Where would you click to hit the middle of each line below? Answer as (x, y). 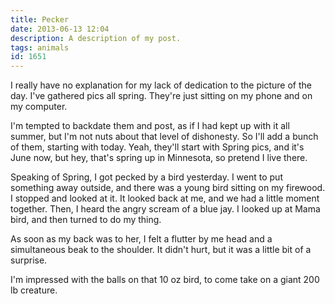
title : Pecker (40, 19)
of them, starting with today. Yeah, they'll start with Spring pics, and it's (157, 147)
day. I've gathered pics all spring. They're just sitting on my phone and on (161, 96)
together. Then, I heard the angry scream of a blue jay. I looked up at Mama (165, 209)
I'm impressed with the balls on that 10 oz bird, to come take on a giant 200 (165, 280)
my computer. (39, 107)
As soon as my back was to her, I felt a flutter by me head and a (141, 239)
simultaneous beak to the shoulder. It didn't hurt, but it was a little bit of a (161, 250)
